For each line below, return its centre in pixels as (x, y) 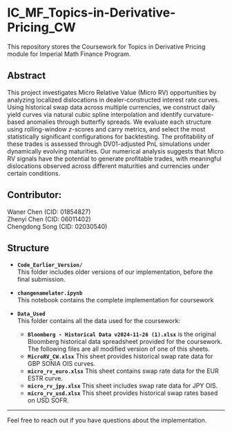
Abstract (27, 76)
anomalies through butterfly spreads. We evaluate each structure (119, 122)
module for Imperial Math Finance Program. (69, 54)
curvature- (199, 114)
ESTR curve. (45, 378)
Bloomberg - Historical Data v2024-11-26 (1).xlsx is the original (122, 334)
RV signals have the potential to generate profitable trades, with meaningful (115, 158)
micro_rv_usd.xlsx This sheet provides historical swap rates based (123, 393)
